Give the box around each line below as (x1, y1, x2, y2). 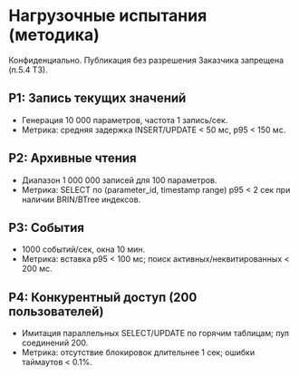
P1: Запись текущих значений (8, 91, 187, 106)
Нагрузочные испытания (8, 5, 207, 26)
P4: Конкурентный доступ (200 (8, 289, 198, 304)
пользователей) (8, 304, 104, 319)
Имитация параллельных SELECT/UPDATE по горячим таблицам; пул (21, 328, 289, 339)
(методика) (8, 24, 101, 45)
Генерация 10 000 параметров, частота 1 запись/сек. (21, 114, 228, 125)
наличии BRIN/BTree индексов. (21, 194, 141, 205)
